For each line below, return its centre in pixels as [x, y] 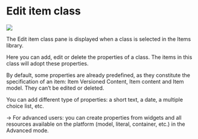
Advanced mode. [28, 130]
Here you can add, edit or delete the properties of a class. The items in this [99, 57]
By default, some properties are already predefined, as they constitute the [98, 75]
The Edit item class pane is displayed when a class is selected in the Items [99, 39]
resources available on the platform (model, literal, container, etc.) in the [96, 124]
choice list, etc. [25, 106]
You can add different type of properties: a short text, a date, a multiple [94, 99]
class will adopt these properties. [47, 63]
